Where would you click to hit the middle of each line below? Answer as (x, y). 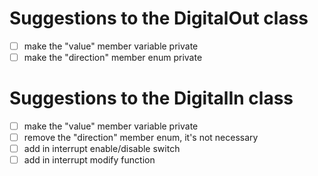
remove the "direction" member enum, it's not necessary (141, 138)
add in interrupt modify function (89, 160)
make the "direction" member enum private (113, 57)
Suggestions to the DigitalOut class (159, 18)
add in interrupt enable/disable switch (102, 149)
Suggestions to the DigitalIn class (151, 98)
